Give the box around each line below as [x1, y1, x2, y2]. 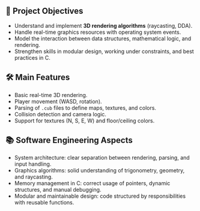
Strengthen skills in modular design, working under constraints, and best [14, 48, 195, 55]
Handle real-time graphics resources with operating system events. [14, 28, 181, 36]
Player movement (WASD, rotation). [14, 98, 103, 105]
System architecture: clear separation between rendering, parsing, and [14, 154, 190, 162]
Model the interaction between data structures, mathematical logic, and [14, 34, 192, 42]
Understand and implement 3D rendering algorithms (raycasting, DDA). [14, 22, 193, 29]
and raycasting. [14, 173, 53, 181]
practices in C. [14, 54, 50, 61]
